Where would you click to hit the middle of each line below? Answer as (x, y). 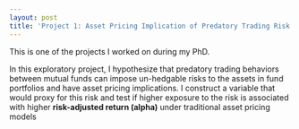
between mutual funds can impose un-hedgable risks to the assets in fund (146, 78)
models (23, 116)
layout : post (34, 17)
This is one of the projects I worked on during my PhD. (110, 51)
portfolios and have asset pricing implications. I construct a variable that (142, 88)
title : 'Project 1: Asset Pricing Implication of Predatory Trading (140, 26)
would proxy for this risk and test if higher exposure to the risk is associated (149, 97)
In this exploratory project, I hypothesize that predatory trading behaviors (144, 69)
